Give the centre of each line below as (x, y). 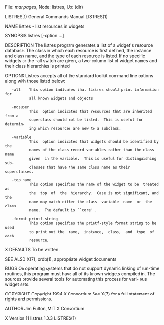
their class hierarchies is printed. (38, 66)
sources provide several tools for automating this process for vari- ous (76, 279)
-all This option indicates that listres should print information (85, 90)
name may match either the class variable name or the (91, 202)
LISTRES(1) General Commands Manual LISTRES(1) (56, 16)
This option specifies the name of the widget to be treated (94, 184)
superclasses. (20, 172)
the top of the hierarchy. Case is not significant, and (94, 193)
